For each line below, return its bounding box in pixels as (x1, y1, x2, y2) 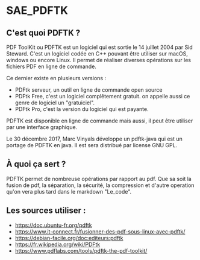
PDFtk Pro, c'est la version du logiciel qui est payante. (14, 106, 149, 112)
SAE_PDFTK (6, 4, 68, 17)
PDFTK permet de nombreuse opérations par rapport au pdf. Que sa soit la (6, 175, 192, 182)
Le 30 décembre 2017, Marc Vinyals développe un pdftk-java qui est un (6, 135, 183, 142)
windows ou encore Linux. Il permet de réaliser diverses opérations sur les (6, 57, 192, 63)
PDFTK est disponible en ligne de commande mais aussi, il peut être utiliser (6, 117, 193, 124)
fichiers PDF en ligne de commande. (6, 63, 96, 70)
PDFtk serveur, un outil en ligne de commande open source (14, 86, 163, 94)
